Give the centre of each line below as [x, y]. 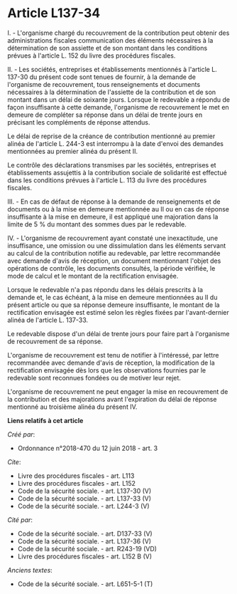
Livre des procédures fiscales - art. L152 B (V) [85, 556]
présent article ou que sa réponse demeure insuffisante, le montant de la [114, 305]
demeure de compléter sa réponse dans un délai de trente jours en [105, 115]
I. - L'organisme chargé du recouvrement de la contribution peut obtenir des [118, 33]
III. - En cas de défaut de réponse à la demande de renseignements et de [114, 202]
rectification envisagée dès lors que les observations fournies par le [107, 370]
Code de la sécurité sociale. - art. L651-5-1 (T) [85, 584]
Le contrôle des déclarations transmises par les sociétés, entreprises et [112, 165]
